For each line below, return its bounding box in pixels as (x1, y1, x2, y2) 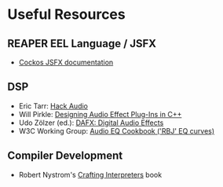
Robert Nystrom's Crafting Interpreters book (18, 170, 163, 179)
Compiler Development (7, 149, 123, 163)
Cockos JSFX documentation (18, 57, 114, 67)
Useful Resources (7, 5, 126, 24)
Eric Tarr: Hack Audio (18, 101, 88, 111)
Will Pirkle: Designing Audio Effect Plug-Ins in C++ (18, 109, 182, 119)
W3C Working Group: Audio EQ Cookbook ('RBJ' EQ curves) (18, 126, 215, 135)
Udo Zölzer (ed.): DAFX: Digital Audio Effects (18, 118, 164, 127)
